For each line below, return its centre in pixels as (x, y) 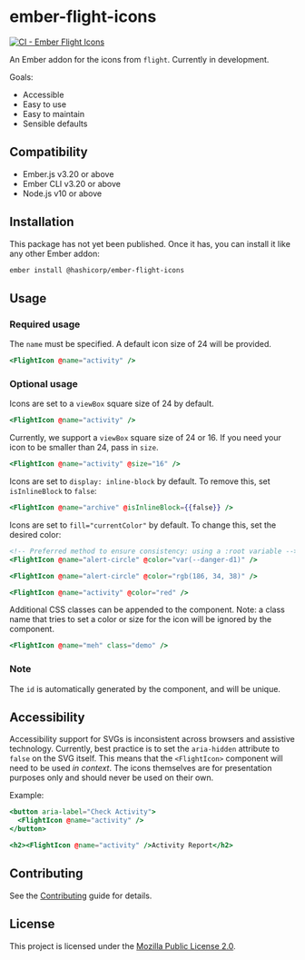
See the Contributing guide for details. (81, 896)
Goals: (21, 77)
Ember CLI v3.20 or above (71, 183)
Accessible (43, 94)
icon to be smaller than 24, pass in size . (84, 448)
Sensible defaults (55, 124)
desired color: (35, 534)
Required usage (45, 324)
